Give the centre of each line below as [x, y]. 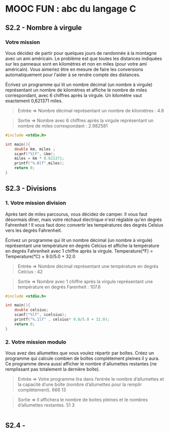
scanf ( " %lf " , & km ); [35, 154]
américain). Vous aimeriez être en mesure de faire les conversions [74, 69]
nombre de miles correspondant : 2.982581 [62, 126]
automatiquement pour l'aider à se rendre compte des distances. [73, 75]
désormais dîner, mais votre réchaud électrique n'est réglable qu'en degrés [83, 220]
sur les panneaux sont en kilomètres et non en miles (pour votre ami [76, 64]
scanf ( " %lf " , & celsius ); [40, 315]
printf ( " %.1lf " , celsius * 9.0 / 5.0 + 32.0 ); [62, 320]
